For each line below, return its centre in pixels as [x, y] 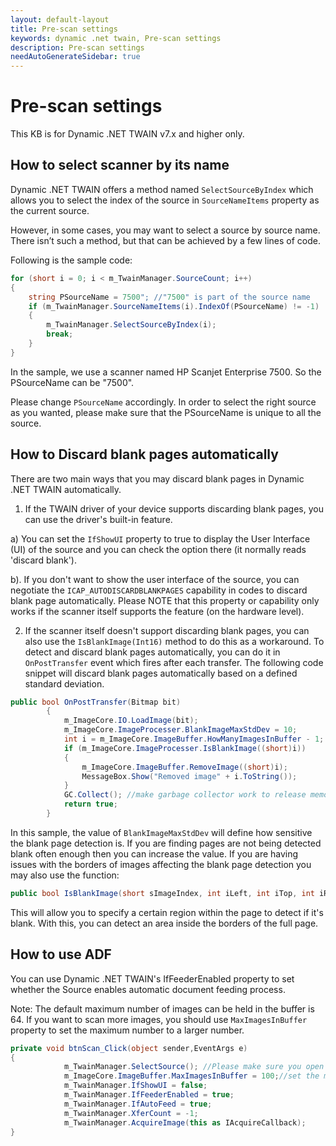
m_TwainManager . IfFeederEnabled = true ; [149, 1095]
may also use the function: [65, 875]
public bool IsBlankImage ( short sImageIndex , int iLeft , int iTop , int [162, 893]
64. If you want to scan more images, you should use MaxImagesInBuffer [159, 1019]
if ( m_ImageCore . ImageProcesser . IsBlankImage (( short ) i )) [185, 748]
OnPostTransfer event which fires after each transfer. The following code [174, 662]
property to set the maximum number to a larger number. [127, 1030]
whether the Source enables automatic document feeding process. [148, 989]
